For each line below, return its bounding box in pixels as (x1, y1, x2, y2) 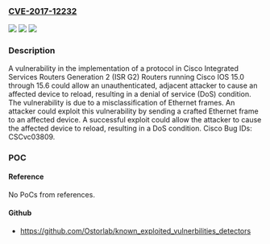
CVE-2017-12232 (8, 6, 77, 17)
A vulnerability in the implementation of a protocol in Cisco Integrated (8, 63, 239, 73)
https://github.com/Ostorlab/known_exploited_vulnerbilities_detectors (19, 225, 251, 235)
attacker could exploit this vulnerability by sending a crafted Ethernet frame (8, 106, 260, 116)
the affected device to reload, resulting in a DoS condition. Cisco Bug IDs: (8, 123, 252, 133)
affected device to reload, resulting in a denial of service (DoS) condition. (8, 89, 251, 98)
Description (8, 45, 56, 56)
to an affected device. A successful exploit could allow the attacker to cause (8, 114, 262, 124)
